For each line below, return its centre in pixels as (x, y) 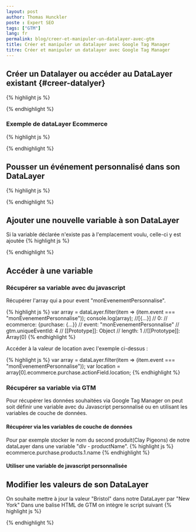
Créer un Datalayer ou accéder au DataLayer (89, 74)
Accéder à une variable (50, 271)
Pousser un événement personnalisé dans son (93, 167)
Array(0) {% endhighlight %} (41, 337)
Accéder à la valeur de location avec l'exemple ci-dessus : (77, 348)
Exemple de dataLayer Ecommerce (57, 124)
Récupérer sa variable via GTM (51, 388)
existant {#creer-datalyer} (56, 83)
